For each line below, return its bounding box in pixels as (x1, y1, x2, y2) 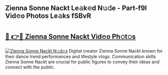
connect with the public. (5, 64, 55, 70)
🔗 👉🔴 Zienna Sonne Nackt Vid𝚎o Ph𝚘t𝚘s (5, 32, 136, 41)
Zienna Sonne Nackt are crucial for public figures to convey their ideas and (5, 59, 160, 65)
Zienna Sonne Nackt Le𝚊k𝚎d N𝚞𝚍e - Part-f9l (5, 4, 147, 12)
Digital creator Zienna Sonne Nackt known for (68, 48, 163, 54)
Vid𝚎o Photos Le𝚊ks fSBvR (5, 12, 91, 20)
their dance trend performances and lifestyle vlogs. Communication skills (5, 54, 156, 59)
